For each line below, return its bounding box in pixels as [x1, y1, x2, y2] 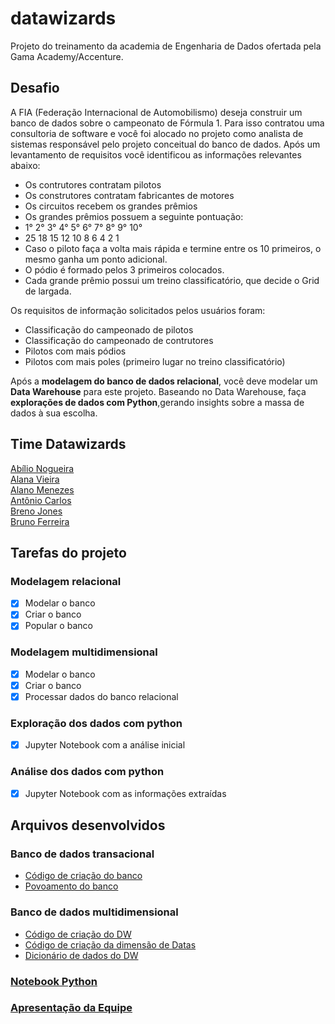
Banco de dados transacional [10, 847, 155, 861]
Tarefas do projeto [10, 544, 127, 561]
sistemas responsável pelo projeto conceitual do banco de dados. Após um [10, 138, 321, 150]
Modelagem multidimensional [10, 645, 158, 659]
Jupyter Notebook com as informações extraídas [24, 787, 227, 799]
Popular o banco [24, 620, 93, 632]
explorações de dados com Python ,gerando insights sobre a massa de [10, 396, 305, 408]
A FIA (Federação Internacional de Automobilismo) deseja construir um [10, 106, 303, 118]
